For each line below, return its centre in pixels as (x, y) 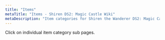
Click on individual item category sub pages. (50, 33)
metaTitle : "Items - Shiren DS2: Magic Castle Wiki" (60, 14)
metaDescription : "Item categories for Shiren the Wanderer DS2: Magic (80, 19)
